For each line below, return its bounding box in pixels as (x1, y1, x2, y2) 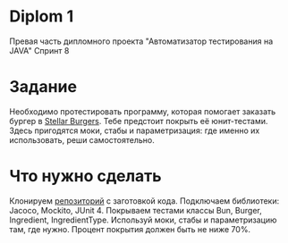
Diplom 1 (9, 6, 74, 27)
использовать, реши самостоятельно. (9, 134, 155, 145)
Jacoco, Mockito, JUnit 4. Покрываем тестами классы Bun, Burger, (9, 205, 262, 215)
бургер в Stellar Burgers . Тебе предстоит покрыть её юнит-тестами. (9, 115, 268, 126)
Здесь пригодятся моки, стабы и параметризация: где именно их (9, 125, 260, 136)
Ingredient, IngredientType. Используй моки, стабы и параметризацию (9, 214, 277, 225)
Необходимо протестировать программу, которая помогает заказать (9, 105, 276, 117)
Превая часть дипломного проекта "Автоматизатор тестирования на (9, 36, 274, 46)
